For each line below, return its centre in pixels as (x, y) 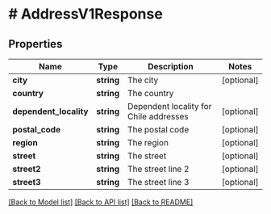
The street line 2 (158, 169)
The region (148, 143)
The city (143, 80)
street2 (27, 169)
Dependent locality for (170, 106)
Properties (35, 44)
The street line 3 (158, 182)
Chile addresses (158, 116)
